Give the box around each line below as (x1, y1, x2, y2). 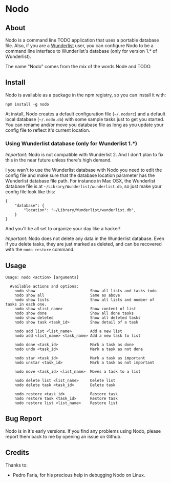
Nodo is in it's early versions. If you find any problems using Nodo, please (5, 428, 161, 434)
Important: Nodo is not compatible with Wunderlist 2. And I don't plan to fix (5, 152, 164, 158)
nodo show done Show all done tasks (14, 311, 134, 316)
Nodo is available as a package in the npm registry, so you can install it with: (5, 92, 166, 98)
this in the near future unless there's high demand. (5, 157, 112, 163)
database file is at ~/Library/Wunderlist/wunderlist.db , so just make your (5, 183, 162, 190)
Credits (5, 448, 30, 457)
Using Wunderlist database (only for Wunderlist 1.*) (5, 139, 137, 147)
